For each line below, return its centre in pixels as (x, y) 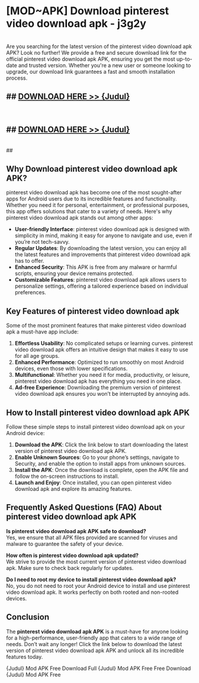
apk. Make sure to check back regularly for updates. (70, 568)
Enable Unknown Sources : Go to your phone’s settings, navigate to (97, 457)
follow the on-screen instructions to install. (67, 476)
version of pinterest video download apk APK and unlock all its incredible (95, 650)
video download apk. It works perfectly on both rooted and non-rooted (92, 592)
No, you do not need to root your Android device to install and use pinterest (98, 586)
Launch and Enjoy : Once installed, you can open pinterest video (93, 482)
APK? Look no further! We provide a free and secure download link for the (96, 52)
